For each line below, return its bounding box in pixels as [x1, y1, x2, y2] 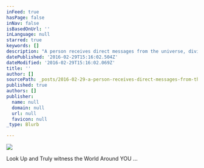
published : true [6, 82, 47, 89]
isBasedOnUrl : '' [6, 25, 50, 32]
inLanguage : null [6, 32, 50, 38]
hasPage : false [6, 15, 45, 21]
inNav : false [6, 20, 39, 26]
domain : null [12, 104, 45, 111]
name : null [12, 99, 39, 105]
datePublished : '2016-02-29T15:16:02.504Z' [6, 54, 118, 60]
